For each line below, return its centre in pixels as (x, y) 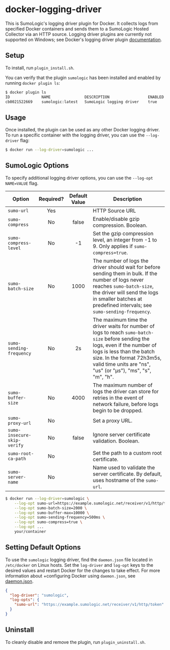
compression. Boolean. (120, 225)
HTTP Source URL (114, 211)
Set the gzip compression (123, 233)
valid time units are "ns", (122, 364)
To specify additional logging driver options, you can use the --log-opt (79, 178)
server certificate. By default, (127, 474)
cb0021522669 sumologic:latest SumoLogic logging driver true (81, 102)
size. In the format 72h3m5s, (127, 358)
